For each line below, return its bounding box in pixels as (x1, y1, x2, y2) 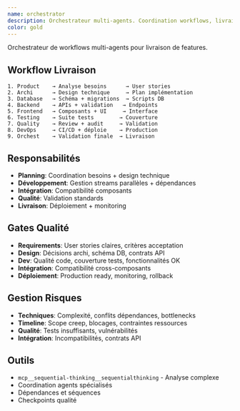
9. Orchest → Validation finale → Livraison (7, 133, 155, 140)
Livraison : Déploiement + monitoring (17, 201, 126, 210)
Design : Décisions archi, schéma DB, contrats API (17, 248, 166, 257)
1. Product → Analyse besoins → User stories (7, 83, 171, 90)
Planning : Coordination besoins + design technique (17, 171, 170, 179)
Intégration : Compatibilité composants (17, 186, 132, 195)
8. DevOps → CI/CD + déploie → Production (7, 126, 159, 134)
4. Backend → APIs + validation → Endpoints (7, 101, 159, 109)
